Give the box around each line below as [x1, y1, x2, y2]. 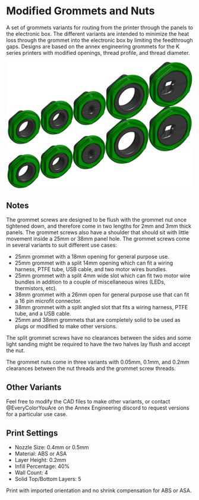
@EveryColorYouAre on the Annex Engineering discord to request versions [6, 404, 189, 412]
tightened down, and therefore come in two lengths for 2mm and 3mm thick [6, 222, 192, 230]
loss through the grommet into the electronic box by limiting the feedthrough [6, 36, 193, 44]
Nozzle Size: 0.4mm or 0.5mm [14, 443, 89, 451]
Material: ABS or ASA [14, 450, 67, 457]
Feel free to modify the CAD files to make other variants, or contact [6, 398, 170, 405]
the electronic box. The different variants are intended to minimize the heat [6, 30, 189, 37]
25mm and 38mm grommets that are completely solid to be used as [14, 316, 181, 324]
